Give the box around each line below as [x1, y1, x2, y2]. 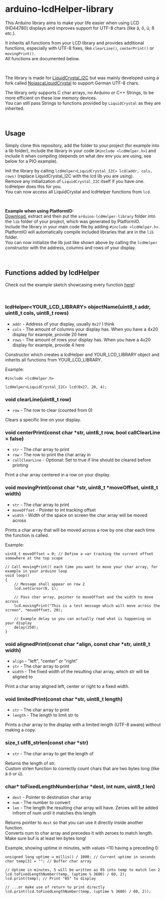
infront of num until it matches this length [12, 810, 96, 816]
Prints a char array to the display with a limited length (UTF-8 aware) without [5, 722, 161, 728]
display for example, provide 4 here [12, 342, 85, 348]
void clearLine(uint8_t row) [5, 396, 72, 403]
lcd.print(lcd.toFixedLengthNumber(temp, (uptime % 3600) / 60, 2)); [5, 889, 152, 894]
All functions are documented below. [5, 55, 80, 61]
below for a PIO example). [5, 158, 58, 164]
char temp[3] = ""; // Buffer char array [5, 858, 92, 863]
